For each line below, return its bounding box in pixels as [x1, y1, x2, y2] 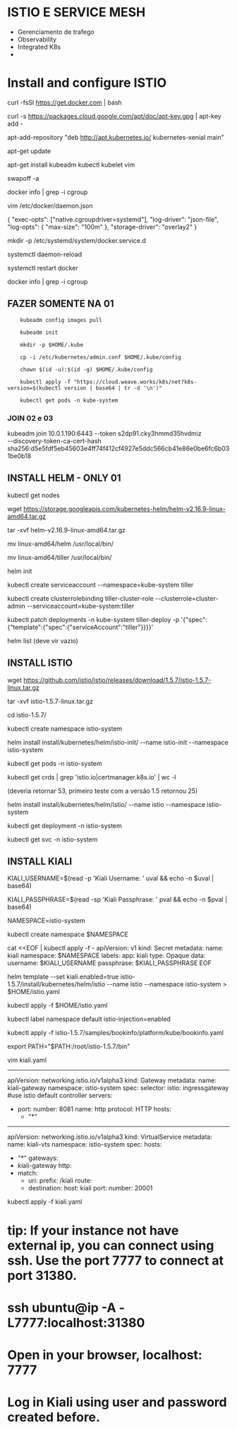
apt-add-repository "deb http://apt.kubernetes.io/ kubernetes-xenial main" [7, 133, 224, 141]
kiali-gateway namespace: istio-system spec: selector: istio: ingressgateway [7, 1084, 229, 1092]
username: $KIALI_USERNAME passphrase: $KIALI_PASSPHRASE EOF [7, 959, 212, 967]
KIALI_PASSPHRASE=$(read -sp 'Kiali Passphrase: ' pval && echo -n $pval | [7, 895, 228, 904]
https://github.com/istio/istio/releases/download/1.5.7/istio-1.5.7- [23, 676, 212, 684]
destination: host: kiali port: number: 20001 [28, 1184, 153, 1192]
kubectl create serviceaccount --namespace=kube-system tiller [7, 580, 194, 589]
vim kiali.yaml [7, 1056, 47, 1065]
